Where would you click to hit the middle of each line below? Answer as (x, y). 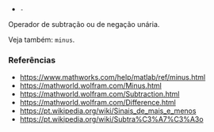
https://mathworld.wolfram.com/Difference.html (97, 103)
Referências (32, 60)
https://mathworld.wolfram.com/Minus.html (91, 86)
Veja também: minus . (42, 40)
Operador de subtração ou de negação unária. (84, 24)
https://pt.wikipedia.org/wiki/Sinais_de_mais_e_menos (108, 111)
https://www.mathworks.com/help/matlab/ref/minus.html (113, 77)
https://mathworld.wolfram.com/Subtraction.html (99, 94)
